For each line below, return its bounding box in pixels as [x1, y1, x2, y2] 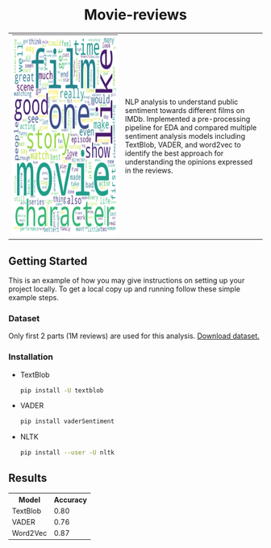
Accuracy [53, 495, 87, 504]
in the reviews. [124, 165, 173, 175]
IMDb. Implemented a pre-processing [124, 114, 251, 123]
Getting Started [8, 254, 88, 268]
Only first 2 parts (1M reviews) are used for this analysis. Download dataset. [8, 331, 260, 341]
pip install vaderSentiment [19, 417, 115, 425]
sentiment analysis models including [124, 131, 246, 140]
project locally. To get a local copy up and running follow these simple [8, 284, 240, 294]
